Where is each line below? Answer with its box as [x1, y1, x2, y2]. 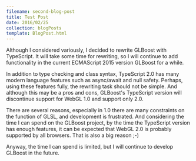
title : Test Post [6, 14, 49, 20]
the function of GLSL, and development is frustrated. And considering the [6, 113, 184, 120]
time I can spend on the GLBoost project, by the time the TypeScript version [6, 119, 190, 126]
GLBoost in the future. [6, 149, 60, 156]
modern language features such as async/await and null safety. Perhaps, [6, 77, 183, 84]
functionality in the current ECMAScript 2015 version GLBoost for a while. [6, 59, 184, 66]
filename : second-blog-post [6, 8, 75, 15]
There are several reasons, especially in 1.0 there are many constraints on [6, 107, 185, 114]
